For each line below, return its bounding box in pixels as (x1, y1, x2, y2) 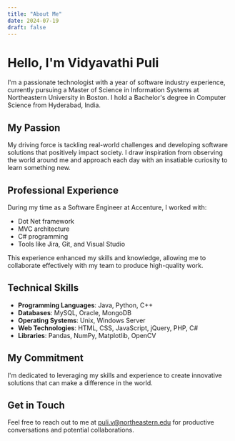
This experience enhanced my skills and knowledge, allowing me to (7, 253, 206, 262)
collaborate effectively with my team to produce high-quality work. (7, 261, 204, 269)
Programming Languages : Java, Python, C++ (17, 301, 154, 309)
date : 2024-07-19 (7, 17, 59, 24)
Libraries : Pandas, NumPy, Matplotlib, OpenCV (17, 331, 156, 340)
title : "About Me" (7, 10, 62, 18)
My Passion (7, 122, 61, 134)
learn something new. (7, 164, 71, 172)
